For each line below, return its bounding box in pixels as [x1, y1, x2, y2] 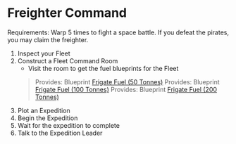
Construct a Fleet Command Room [17, 56, 118, 65]
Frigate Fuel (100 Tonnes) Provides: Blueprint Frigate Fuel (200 [35, 85, 217, 93]
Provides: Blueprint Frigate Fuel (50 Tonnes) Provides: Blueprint [35, 77, 220, 86]
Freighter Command [7, 5, 128, 21]
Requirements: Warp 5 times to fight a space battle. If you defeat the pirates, [7, 28, 230, 37]
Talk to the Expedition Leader [17, 129, 103, 137]
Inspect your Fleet [17, 49, 70, 58]
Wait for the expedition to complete [17, 121, 120, 129]
